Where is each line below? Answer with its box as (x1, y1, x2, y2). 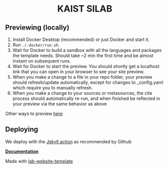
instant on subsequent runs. (12, 58, 71, 64)
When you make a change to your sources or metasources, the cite (12, 90, 152, 96)
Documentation (5, 148, 39, 154)
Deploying (5, 125, 38, 134)
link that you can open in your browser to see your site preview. (12, 69, 145, 75)
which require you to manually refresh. (12, 85, 93, 91)
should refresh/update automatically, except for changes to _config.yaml (12, 79, 163, 85)
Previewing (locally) (5, 23, 70, 32)
